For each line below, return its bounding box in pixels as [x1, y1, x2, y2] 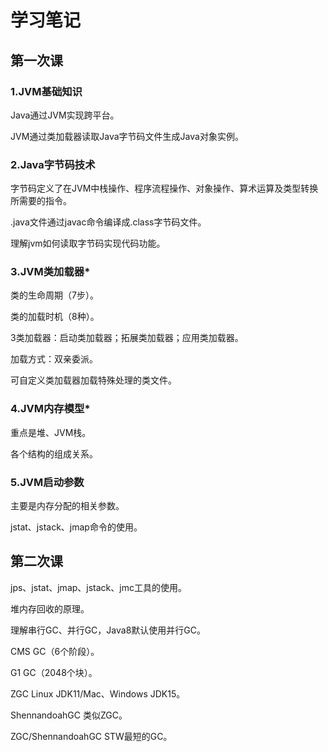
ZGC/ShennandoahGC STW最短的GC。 [10, 730, 173, 742]
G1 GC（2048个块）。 [10, 666, 98, 678]
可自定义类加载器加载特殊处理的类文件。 [10, 374, 177, 386]
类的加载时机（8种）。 [10, 311, 100, 323]
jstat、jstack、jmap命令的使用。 [10, 521, 143, 533]
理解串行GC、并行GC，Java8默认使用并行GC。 [10, 624, 206, 636]
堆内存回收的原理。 [10, 602, 90, 615]
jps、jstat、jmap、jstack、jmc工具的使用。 [10, 581, 187, 593]
